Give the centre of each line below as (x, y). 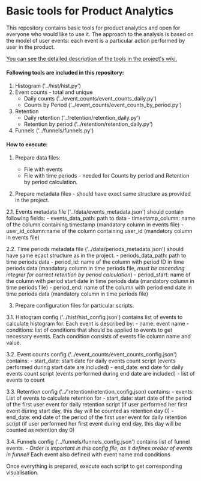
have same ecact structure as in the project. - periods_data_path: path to (96, 256)
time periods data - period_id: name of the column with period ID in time (95, 262)
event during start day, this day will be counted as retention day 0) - (90, 411)
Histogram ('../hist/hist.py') (48, 86)
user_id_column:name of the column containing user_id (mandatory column (99, 231)
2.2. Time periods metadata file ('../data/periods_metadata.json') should (95, 249)
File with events (43, 169)
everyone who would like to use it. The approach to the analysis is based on (100, 34)
